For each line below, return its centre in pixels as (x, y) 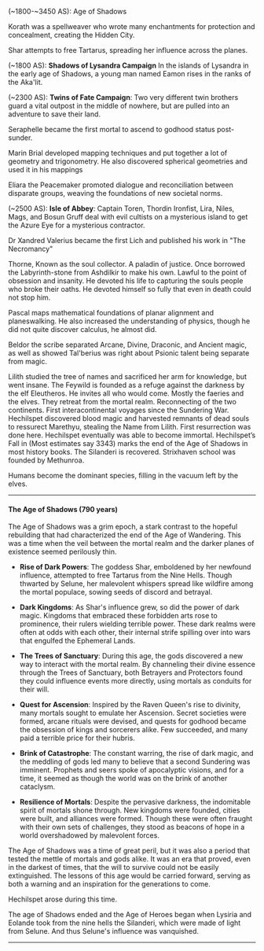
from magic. (27, 361)
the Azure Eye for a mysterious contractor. (77, 225)
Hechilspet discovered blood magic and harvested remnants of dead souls (129, 418)
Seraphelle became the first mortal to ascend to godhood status (112, 129)
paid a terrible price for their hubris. (77, 738)
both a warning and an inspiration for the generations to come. (109, 884)
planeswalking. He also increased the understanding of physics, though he (129, 321)
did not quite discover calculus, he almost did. (82, 329)
